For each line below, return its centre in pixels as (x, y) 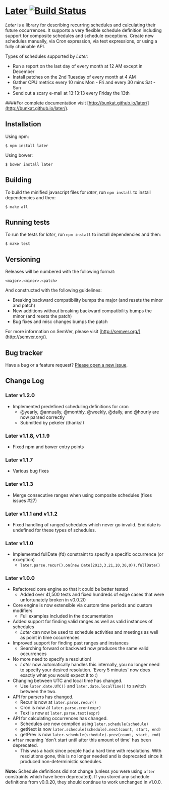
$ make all (17, 207)
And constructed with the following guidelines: (53, 290)
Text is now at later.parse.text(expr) (60, 713)
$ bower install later (29, 164)
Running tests (28, 222)
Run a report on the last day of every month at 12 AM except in (77, 66)
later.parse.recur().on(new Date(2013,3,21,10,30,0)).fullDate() (90, 565)
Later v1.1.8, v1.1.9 (27, 436)
